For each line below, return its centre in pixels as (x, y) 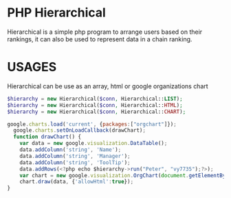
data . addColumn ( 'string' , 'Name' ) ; (70, 150)
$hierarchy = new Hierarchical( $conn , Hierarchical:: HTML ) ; (95, 105)
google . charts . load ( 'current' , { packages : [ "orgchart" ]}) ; (92, 124)
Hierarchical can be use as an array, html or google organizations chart (108, 86)
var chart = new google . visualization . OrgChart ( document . (104, 175)
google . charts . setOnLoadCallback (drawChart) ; (80, 130)
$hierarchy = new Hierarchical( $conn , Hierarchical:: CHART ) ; (97, 112)
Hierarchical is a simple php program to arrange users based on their (105, 32)
